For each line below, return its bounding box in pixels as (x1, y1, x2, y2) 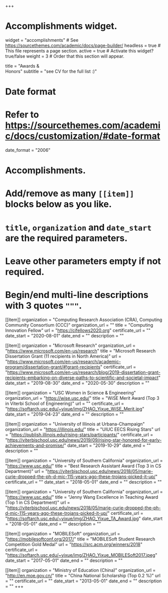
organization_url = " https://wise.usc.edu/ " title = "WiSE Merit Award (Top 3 (5, 395, 159, 401)
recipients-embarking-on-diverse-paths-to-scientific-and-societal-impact (5, 374, 159, 381)
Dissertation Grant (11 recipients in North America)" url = (5, 353, 122, 359)
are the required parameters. (5, 232, 128, 244)
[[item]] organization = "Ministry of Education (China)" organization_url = (5, 567, 156, 573)
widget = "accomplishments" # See (5, 37, 79, 43)
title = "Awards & (5, 63, 40, 69)
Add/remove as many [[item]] (5, 188, 134, 199)
